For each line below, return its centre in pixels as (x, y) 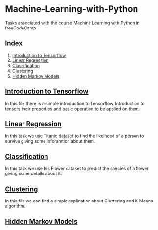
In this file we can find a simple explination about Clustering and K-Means (79, 201)
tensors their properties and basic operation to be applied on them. (73, 109)
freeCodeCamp (21, 28)
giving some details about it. (34, 173)
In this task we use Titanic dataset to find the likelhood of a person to (75, 136)
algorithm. (15, 206)
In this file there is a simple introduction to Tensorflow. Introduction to (75, 103)
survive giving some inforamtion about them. (50, 141)
